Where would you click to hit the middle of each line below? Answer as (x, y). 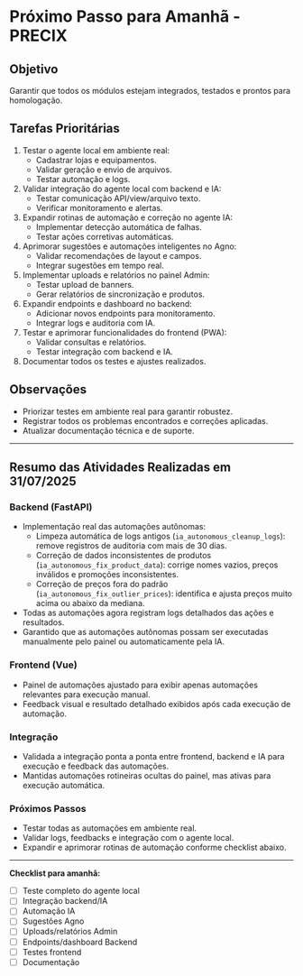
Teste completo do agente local (81, 891)
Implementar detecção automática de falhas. (119, 226)
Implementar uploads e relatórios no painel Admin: (116, 275)
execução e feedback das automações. (96, 766)
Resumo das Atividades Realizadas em (120, 468)
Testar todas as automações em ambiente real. (109, 828)
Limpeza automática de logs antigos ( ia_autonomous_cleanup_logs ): (161, 536)
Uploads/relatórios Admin (70, 932)
